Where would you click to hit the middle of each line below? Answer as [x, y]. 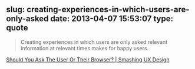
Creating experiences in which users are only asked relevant [94, 42]
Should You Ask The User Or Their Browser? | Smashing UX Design [88, 59]
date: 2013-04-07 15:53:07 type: [112, 19]
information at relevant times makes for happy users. [85, 48]
